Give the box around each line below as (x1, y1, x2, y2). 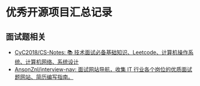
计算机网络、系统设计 (25, 58, 79, 65)
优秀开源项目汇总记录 (5, 5, 113, 19)
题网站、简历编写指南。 (14, 73, 74, 81)
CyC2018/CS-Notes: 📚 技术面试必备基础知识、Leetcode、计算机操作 (14, 49, 188, 56)
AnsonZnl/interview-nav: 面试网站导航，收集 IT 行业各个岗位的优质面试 (14, 66, 193, 73)
